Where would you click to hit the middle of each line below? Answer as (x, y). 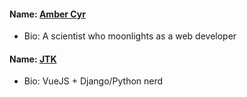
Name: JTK (33, 59)
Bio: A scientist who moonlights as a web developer (130, 36)
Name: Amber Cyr (47, 14)
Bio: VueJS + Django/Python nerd (93, 81)
